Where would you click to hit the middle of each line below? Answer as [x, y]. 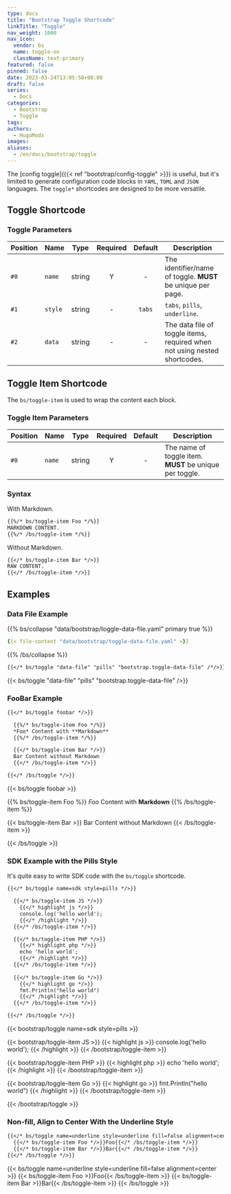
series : [18, 90]
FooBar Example [35, 698]
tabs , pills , [184, 305]
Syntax [19, 494]
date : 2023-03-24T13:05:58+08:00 [55, 77]
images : [18, 142]
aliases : [20, 148]
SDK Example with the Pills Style [63, 861]
